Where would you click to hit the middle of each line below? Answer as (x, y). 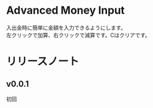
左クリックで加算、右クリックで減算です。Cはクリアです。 (78, 35)
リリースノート (43, 62)
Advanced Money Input (65, 10)
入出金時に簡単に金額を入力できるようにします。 (66, 27)
